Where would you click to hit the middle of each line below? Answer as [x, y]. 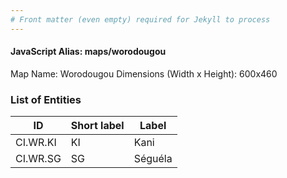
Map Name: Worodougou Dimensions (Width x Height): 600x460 [144, 73]
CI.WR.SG [38, 159]
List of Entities [46, 99]
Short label [97, 126]
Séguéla [153, 159]
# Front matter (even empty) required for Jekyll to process [140, 19]
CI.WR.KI [36, 143]
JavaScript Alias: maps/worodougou [88, 52]
